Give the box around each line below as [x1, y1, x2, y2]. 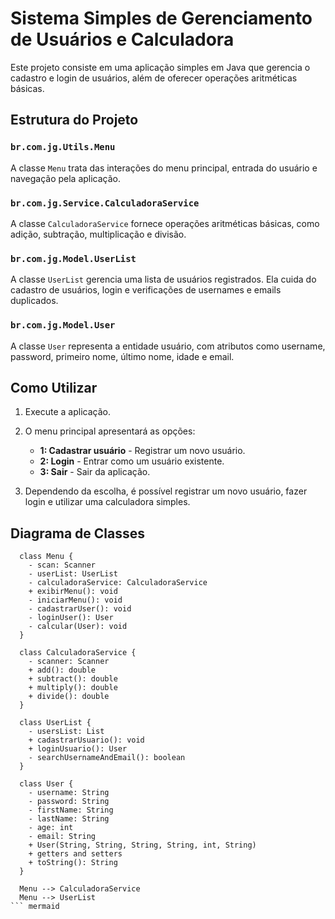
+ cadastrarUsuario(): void [28, 735, 145, 746]
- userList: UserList [28, 569, 118, 579]
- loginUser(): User [28, 613, 114, 623]
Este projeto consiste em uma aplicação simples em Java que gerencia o [10, 61, 311, 73]
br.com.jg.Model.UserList [10, 253, 137, 264]
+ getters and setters [28, 849, 123, 859]
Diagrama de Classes [10, 525, 146, 542]
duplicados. [10, 295, 59, 307]
